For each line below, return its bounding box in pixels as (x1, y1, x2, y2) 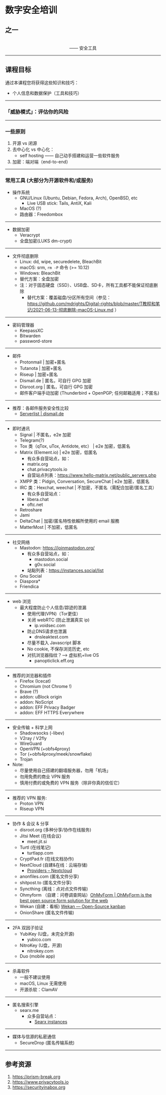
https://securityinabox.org (12, 1084, 66, 1090)
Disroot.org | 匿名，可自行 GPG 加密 (19, 384, 93, 390)
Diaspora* (19, 578, 41, 584)
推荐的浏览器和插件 (12, 672, 52, 678)
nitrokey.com (27, 948, 54, 954)
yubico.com (27, 936, 51, 942)
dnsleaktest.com (34, 634, 68, 639)
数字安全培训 (5, 4, 58, 16)
